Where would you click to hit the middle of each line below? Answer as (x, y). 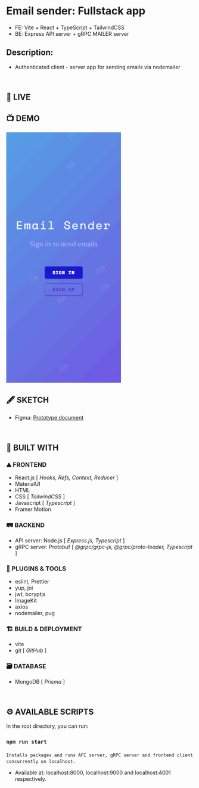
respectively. (30, 778)
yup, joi (24, 588)
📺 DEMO (23, 118)
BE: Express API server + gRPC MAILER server (72, 33)
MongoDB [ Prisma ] (40, 681)
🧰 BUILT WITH (32, 448)
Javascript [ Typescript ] (45, 503)
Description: (30, 53)
